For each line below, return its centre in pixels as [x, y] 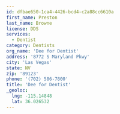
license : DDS [22, 29]
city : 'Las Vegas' [29, 62]
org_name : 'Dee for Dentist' [43, 51]
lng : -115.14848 [32, 96]
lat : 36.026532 [31, 101]
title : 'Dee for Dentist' [38, 85]
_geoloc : [17, 90]
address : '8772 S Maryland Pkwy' [48, 57]
